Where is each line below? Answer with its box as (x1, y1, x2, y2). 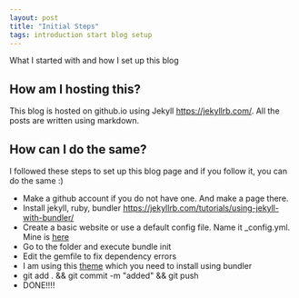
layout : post (9, 13, 59, 23)
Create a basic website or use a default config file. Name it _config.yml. (22, 222, 291, 233)
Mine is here (22, 232, 70, 242)
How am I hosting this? (9, 81, 141, 96)
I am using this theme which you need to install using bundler (22, 261, 253, 271)
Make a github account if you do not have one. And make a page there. (22, 193, 289, 204)
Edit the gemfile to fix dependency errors (22, 251, 177, 262)
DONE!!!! (22, 280, 55, 291)
